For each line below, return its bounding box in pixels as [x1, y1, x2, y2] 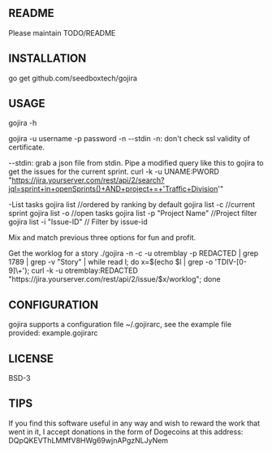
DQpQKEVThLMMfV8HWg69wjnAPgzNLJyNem [8, 435, 169, 445]
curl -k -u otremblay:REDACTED [31, 265, 138, 275]
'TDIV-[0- [214, 257, 248, 267]
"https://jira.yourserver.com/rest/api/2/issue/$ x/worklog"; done [8, 274, 221, 284]
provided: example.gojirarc [8, 328, 98, 338]
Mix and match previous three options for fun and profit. [8, 233, 196, 243]
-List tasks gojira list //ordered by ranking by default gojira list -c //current [8, 200, 256, 209]
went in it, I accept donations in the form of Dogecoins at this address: [8, 426, 244, 437]
